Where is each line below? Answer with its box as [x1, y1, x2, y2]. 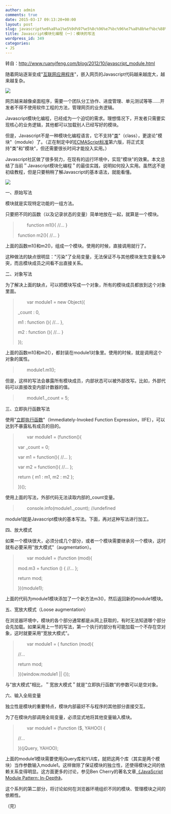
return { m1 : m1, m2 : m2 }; [17, 473, 74, 480]
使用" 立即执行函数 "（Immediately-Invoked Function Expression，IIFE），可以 [5, 416, 165, 422]
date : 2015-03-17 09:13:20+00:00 [5, 17, 76, 22]
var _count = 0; [17, 444, 50, 450]
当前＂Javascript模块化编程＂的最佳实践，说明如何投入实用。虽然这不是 [14, 162, 165, 169]
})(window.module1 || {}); [17, 671, 70, 677]
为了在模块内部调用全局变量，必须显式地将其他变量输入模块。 [5, 714, 135, 720]
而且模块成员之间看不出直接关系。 [14, 260, 85, 266]
